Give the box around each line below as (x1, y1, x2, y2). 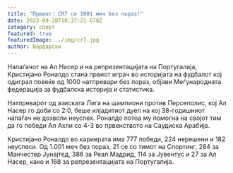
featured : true (7, 30, 52, 37)
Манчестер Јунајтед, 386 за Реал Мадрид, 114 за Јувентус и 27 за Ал (7, 150, 217, 158)
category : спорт (7, 23, 55, 30)
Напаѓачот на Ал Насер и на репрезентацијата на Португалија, (7, 63, 198, 71)
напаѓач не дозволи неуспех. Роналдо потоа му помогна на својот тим (7, 114, 222, 122)
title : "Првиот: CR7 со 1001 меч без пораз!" (7, 10, 143, 18)
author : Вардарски (7, 43, 61, 50)
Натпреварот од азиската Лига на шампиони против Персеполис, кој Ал (7, 99, 227, 107)
